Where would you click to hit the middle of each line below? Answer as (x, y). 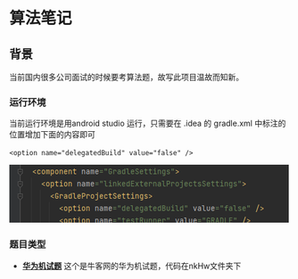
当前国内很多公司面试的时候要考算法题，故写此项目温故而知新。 (126, 77)
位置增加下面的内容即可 (52, 135)
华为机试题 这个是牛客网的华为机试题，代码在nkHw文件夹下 (132, 266)
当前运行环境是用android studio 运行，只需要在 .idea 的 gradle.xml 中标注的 (148, 123)
